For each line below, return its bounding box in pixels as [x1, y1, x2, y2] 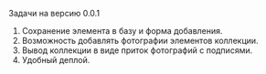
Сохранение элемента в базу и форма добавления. [21, 26, 223, 36]
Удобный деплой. [21, 55, 90, 65]
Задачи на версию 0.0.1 [8, 8, 101, 18]
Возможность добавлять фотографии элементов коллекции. [21, 36, 259, 46]
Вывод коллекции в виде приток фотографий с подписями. [21, 45, 253, 56]
